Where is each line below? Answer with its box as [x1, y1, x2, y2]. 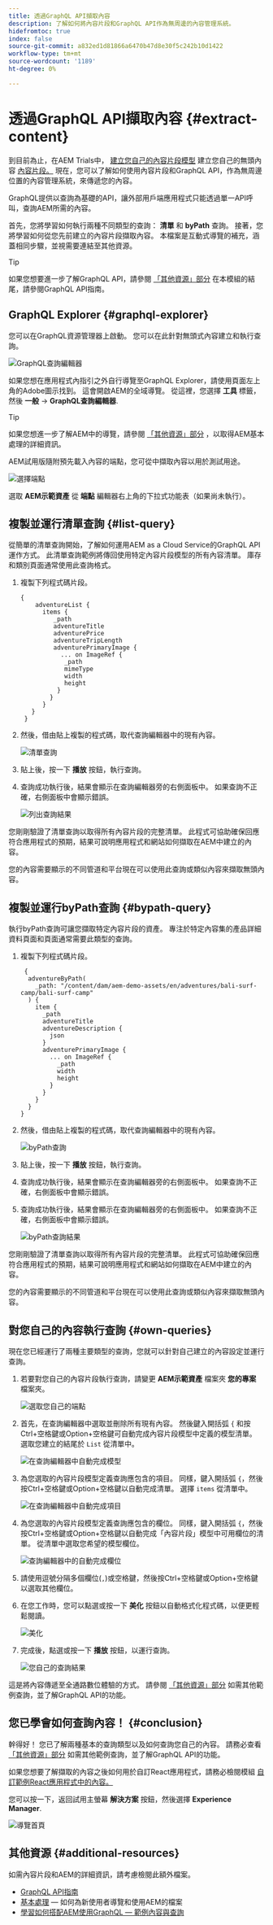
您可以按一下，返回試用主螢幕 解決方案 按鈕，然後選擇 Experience [8, 1794, 232, 1804]
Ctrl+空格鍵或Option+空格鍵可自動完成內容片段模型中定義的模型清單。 [19, 1429, 257, 1438]
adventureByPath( [28, 975, 87, 983]
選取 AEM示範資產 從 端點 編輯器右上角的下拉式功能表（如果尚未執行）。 [8, 491, 250, 500]
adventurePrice [53, 630, 105, 638]
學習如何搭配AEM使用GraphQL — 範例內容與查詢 [19, 1907, 184, 1917]
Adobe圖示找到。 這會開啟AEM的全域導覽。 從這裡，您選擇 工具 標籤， [22, 386, 261, 395]
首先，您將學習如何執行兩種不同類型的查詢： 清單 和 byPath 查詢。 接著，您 [8, 220, 264, 230]
